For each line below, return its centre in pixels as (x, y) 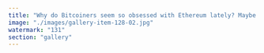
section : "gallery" (40, 37)
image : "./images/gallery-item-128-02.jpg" (81, 23)
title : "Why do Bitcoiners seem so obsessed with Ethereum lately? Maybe (132, 15)
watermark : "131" (37, 30)
